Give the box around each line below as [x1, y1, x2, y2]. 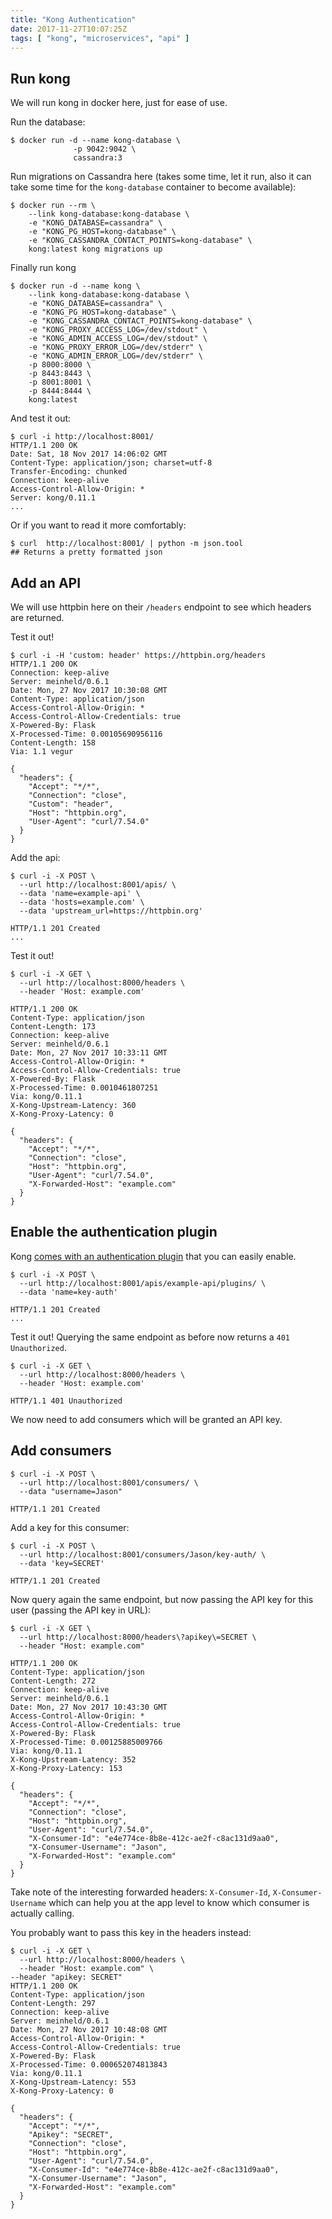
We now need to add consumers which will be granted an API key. [10, 1413, 283, 1425]
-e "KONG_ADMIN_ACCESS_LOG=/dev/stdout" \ [28, 334, 208, 344]
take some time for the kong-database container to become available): [10, 181, 297, 193]
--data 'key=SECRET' [19, 1558, 105, 1568]
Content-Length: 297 [10, 1998, 97, 2008]
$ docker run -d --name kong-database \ [10, 136, 182, 146]
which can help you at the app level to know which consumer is [48, 1896, 310, 1908]
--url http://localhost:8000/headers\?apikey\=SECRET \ [19, 1632, 257, 1642]
